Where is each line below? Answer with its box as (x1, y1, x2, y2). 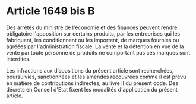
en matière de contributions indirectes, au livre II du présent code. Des (6, 79, 179, 87)
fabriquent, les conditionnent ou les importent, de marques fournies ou (6, 36, 179, 43)
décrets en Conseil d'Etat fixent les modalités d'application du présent (6, 86, 178, 93)
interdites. (6, 55, 31, 62)
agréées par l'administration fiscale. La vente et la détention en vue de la (6, 43, 184, 50)
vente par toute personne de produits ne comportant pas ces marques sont (6, 49, 191, 56)
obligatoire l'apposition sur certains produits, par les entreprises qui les (6, 30, 181, 37)
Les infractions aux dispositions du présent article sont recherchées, (6, 67, 174, 74)
